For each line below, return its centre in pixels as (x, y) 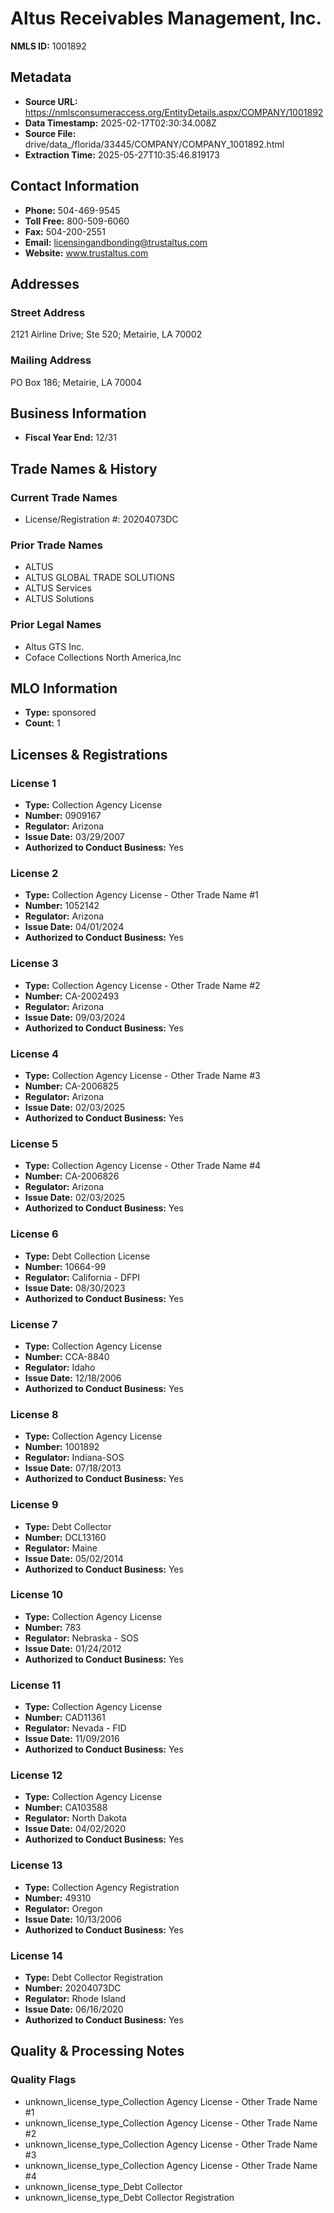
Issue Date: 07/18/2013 (73, 1468)
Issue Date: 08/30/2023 (75, 1288)
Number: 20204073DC (73, 1988)
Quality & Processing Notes (97, 2051)
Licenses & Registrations (89, 754)
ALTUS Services (58, 588)
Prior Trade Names (57, 545)
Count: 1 (42, 723)
